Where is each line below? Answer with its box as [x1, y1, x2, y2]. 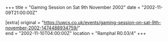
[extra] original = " [5, 20, 44, 25]
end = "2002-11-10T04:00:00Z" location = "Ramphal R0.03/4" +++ [5, 30, 146, 36]
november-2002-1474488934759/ [5, 25, 78, 31]
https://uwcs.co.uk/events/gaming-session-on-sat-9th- [43, 20, 161, 25]
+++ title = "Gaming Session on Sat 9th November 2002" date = [5, 5, 141, 10]
